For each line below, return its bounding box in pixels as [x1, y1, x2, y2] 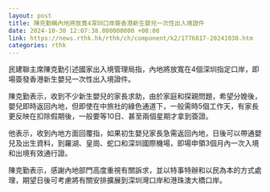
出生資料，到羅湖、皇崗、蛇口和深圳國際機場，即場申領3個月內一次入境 [22, 138, 260, 148]
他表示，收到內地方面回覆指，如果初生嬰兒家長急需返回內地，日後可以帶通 [8, 129, 255, 138]
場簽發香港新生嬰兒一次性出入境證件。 [8, 74, 135, 84]
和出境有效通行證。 [8, 149, 72, 158]
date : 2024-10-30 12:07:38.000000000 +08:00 [8, 26, 160, 34]
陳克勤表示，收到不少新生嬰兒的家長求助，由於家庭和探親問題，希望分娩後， [8, 91, 262, 101]
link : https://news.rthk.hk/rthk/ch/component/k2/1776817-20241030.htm [8, 34, 253, 42]
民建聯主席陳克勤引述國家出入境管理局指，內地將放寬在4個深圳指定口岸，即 [8, 65, 260, 74]
